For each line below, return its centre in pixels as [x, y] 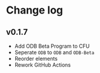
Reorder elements [36, 59]
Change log [35, 10]
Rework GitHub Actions [43, 65]
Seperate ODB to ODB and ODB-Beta [54, 52]
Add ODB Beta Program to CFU [52, 46]
